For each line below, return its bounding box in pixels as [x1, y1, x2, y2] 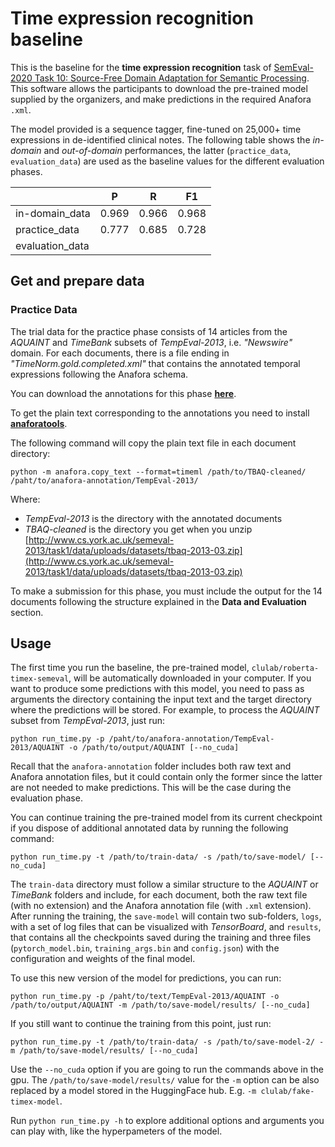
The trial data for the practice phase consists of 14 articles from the [10, 325, 288, 337]
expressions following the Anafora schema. [10, 368, 189, 380]
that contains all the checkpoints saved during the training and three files [10, 932, 312, 944]
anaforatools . [10, 417, 68, 429]
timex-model [10, 1097, 60, 1107]
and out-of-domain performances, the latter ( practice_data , [43, 144, 292, 156]
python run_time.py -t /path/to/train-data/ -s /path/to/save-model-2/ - [10, 1037, 325, 1047]
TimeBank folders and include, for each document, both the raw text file [10, 889, 308, 901]
